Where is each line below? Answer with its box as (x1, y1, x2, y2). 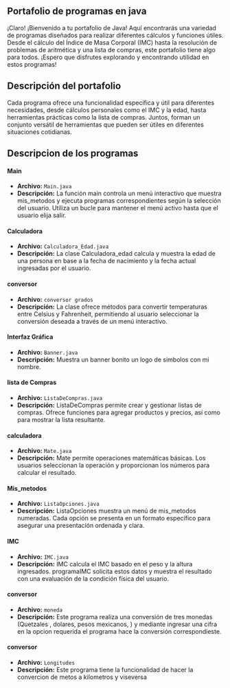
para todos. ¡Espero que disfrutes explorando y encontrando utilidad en (7, 53, 209, 61)
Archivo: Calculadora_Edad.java (16, 242, 109, 250)
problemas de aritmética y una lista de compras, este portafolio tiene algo (7, 45, 216, 54)
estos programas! (7, 60, 57, 68)
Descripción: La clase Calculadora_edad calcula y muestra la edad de (16, 249, 216, 258)
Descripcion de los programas (7, 148, 139, 159)
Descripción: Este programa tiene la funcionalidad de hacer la (16, 666, 194, 674)
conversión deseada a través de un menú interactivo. (16, 317, 168, 325)
